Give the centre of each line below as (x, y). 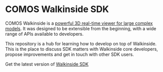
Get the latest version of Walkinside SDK (47, 64)
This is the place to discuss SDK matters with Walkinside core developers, (81, 49)
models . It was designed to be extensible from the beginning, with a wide (81, 28)
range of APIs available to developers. (44, 34)
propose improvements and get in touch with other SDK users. (70, 54)
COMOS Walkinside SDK (57, 9)
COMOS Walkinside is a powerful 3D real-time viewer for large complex (79, 23)
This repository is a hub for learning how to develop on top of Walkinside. (81, 43)
